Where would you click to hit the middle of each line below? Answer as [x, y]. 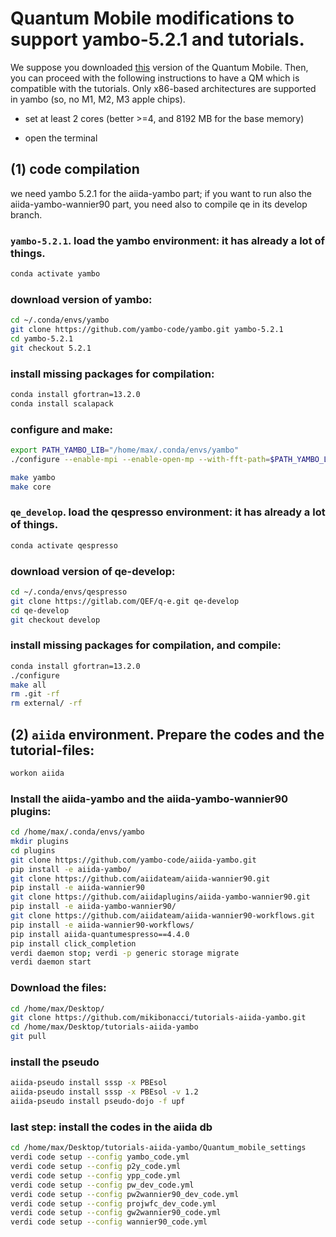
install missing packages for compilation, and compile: [146, 645]
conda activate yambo [55, 274]
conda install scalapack [62, 403]
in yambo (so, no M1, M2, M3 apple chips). [98, 99]
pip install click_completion [73, 943]
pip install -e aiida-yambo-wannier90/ [93, 907]
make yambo [33, 477]
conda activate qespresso [64, 545]
